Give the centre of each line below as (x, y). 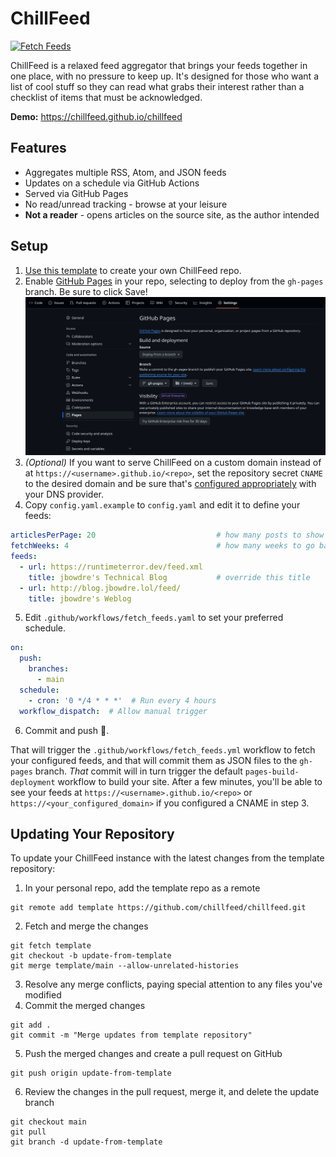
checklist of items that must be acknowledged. (106, 97)
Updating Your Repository (92, 833)
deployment (33, 782)
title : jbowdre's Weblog (80, 598)
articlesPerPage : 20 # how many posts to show (167, 535)
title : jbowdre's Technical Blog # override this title (169, 577)
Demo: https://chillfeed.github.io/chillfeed (96, 116)
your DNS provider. (64, 494)
